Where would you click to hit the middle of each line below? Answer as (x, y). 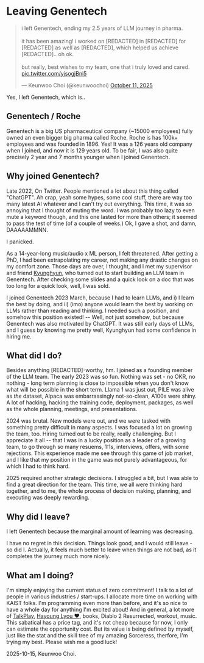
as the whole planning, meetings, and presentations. (72, 409)
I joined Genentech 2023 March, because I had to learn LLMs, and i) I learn (100, 298)
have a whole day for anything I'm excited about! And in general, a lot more (100, 609)
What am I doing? (40, 575)
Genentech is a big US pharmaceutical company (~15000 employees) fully (100, 131)
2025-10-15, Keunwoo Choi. (41, 654)
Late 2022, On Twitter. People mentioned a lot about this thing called (92, 191)
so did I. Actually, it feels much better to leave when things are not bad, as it (101, 550)
